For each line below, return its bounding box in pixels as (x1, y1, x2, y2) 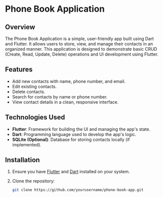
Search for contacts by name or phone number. (12, 94, 108, 99)
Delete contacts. (12, 89, 45, 95)
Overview (5, 23, 36, 31)
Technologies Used (5, 113, 65, 121)
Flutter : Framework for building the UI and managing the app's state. (12, 126, 150, 132)
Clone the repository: (12, 178, 55, 184)
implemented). (12, 141, 41, 147)
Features (5, 65, 33, 74)
